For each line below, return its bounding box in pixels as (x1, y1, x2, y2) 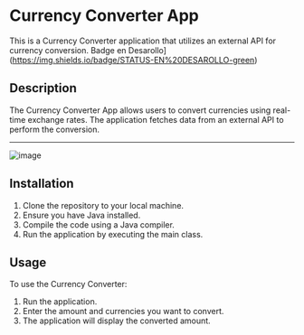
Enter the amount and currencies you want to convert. (22, 306, 224, 317)
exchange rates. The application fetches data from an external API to (27, 114, 284, 125)
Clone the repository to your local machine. (22, 200, 184, 210)
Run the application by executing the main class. (22, 228, 204, 239)
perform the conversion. (9, 124, 100, 135)
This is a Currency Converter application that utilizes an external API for (9, 35, 277, 46)
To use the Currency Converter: (9, 279, 128, 290)
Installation (9, 176, 74, 191)
